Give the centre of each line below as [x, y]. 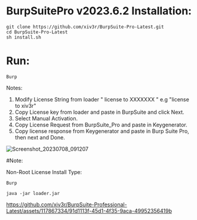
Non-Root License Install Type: [44, 172]
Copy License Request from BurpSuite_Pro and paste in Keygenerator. [101, 125]
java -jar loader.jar [33, 193]
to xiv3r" [25, 106]
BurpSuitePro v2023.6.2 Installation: [99, 11]
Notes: [14, 88]
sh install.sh [24, 37]
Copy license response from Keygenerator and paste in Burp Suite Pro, [102, 131]
